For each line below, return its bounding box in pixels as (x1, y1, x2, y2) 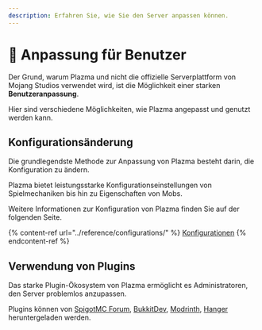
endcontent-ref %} (8, 236, 70, 246)
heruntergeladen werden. (8, 313, 91, 322)
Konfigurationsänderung (8, 136, 133, 149)
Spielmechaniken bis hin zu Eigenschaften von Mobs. (8, 189, 183, 198)
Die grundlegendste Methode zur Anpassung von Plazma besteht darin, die (8, 156, 255, 167)
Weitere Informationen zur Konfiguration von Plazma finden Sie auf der (8, 204, 240, 214)
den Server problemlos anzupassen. (8, 289, 127, 298)
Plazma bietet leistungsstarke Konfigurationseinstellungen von (8, 180, 213, 190)
